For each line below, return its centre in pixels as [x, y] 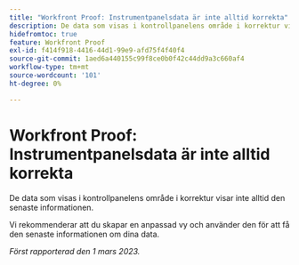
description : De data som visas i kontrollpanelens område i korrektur [145, 26]
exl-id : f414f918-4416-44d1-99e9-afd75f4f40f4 [97, 51]
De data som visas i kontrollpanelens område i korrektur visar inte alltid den [147, 197]
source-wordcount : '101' [55, 76]
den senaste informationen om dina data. [85, 234]
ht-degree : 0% [36, 84]
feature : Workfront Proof [57, 42]
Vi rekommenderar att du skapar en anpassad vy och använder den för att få [149, 224]
